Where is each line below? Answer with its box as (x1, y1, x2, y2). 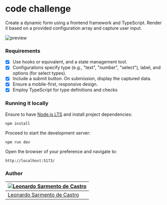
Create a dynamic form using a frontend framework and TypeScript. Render (5, 20, 162, 26)
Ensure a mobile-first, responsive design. (12, 81, 98, 87)
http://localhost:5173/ (5, 158, 55, 163)
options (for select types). (12, 70, 66, 76)
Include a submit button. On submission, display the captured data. (12, 76, 152, 82)
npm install (5, 121, 30, 126)
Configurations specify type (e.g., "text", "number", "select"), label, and (12, 64, 161, 71)
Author (5, 170, 23, 177)
